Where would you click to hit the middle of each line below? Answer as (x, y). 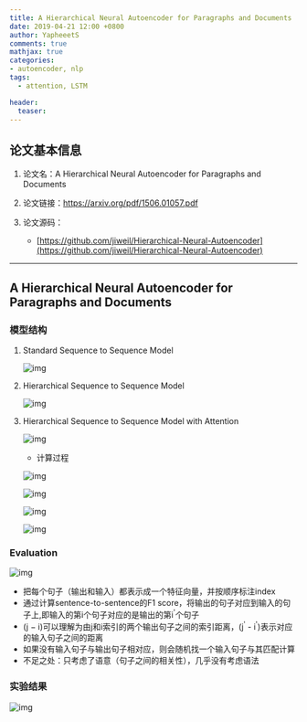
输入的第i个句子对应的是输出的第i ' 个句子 (124, 614)
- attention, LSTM (53, 86)
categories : (32, 60)
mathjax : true (37, 52)
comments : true (38, 43)
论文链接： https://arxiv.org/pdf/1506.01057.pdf (110, 203)
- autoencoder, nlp (47, 69)
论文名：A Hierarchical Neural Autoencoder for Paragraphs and (142, 174)
